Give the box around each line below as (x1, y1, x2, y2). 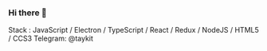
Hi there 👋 (8, 7, 48, 18)
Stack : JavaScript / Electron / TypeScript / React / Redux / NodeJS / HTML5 (8, 25, 259, 35)
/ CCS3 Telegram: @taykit (8, 33, 94, 43)
